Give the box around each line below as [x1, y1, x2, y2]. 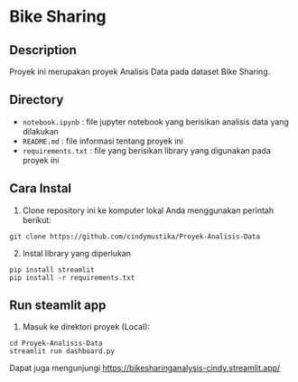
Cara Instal [9, 181, 72, 196]
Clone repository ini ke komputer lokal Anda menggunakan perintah [22, 205, 274, 216]
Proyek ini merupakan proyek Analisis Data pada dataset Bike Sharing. [9, 66, 271, 77]
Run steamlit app [9, 298, 107, 313]
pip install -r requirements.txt [9, 273, 135, 282]
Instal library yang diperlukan [22, 247, 131, 258]
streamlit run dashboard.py [9, 347, 116, 356]
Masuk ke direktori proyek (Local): [22, 321, 151, 332]
